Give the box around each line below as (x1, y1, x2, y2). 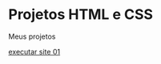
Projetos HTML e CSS (8, 6, 154, 24)
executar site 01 (8, 47, 61, 56)
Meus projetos (8, 32, 56, 41)
